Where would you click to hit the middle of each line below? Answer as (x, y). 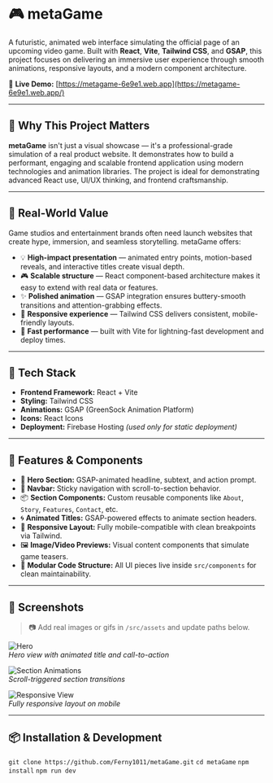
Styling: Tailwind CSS (57, 401)
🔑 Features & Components (76, 460)
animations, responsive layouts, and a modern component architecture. (128, 68)
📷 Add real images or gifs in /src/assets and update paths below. (139, 627)
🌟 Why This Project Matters (79, 126)
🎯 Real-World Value (58, 214)
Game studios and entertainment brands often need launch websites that (131, 233)
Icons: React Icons (52, 418)
